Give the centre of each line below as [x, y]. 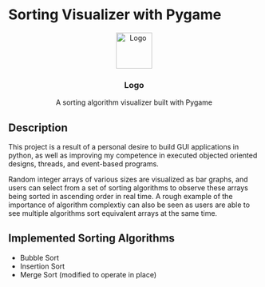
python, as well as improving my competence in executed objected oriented [133, 155]
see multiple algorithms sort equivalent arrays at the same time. [113, 213]
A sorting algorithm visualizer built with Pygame [134, 102]
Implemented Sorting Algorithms [92, 239]
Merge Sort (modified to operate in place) [88, 274]
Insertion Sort [42, 266]
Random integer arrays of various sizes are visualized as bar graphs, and [129, 179]
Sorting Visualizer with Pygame [115, 15]
